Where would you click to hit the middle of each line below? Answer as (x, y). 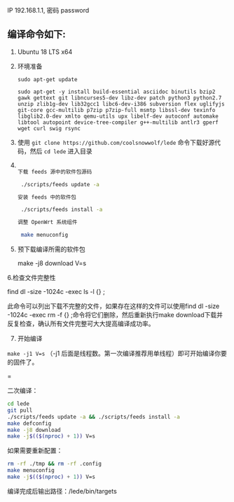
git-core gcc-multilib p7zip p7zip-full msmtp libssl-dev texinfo (116, 110)
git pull (20, 410)
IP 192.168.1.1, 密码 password (48, 10)
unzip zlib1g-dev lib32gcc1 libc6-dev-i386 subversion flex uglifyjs (121, 104)
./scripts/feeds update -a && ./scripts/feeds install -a (94, 417)
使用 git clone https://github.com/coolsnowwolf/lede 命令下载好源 (116, 142)
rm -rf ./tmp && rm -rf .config (54, 464)
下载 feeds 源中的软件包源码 (55, 172)
